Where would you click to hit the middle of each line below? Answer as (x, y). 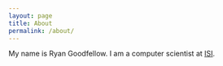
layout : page (31, 16)
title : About (31, 23)
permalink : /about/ (42, 31)
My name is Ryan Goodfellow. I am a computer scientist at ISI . (112, 54)
